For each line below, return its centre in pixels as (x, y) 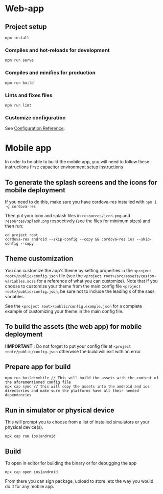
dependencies (18, 395)
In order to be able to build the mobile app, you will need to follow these (77, 162)
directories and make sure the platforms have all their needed (72, 391)
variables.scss (21, 281)
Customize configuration (35, 117)
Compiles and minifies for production (50, 73)
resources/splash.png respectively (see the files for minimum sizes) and (78, 221)
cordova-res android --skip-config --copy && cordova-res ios (70, 239)
